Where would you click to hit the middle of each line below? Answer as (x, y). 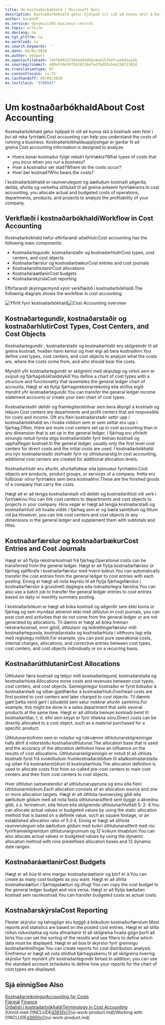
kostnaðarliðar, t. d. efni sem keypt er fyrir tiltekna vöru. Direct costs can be (81, 718)
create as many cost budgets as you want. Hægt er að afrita (66, 879)
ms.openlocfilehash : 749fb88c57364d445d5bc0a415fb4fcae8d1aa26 (71, 60)
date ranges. (18, 846)
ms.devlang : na (21, 33)
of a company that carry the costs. (40, 484)
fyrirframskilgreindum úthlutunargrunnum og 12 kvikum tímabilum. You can (80, 831)
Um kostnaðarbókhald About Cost (75, 107)
